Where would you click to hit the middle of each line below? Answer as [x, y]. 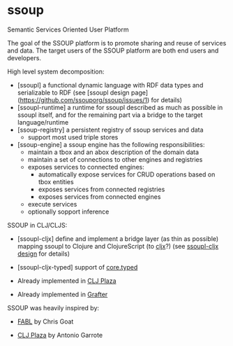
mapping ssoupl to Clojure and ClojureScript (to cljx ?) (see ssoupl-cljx [118, 246]
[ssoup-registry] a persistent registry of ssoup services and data [110, 130]
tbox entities [56, 181]
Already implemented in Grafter [62, 294]
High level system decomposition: [56, 71]
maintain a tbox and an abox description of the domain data [113, 152]
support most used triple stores [73, 137]
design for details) [44, 254]
